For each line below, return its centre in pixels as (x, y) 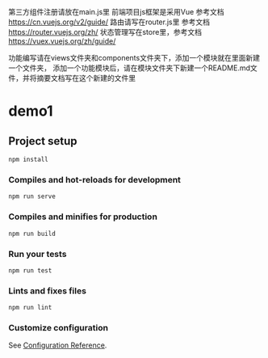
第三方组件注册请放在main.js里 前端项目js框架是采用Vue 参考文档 (116, 12)
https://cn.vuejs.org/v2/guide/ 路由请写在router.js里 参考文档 (109, 22)
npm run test (30, 270)
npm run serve (32, 196)
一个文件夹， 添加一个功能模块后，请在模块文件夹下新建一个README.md (130, 68)
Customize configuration (59, 328)
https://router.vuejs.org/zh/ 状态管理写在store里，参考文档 (105, 32)
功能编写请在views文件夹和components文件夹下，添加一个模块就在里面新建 (134, 58)
